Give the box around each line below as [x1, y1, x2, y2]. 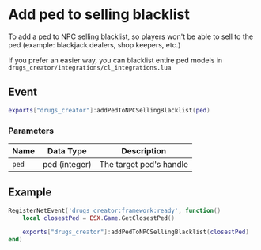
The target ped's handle [99, 158, 188, 169]
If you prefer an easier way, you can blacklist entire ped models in [8, 55, 223, 65]
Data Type [47, 145, 87, 156]
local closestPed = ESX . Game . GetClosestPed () [22, 214, 176, 222]
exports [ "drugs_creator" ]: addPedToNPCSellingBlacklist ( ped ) [8, 106, 211, 114]
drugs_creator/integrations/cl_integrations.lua [8, 63, 172, 72]
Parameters [8, 125, 54, 136]
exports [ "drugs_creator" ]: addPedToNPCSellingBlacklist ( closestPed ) [22, 228, 249, 237]
